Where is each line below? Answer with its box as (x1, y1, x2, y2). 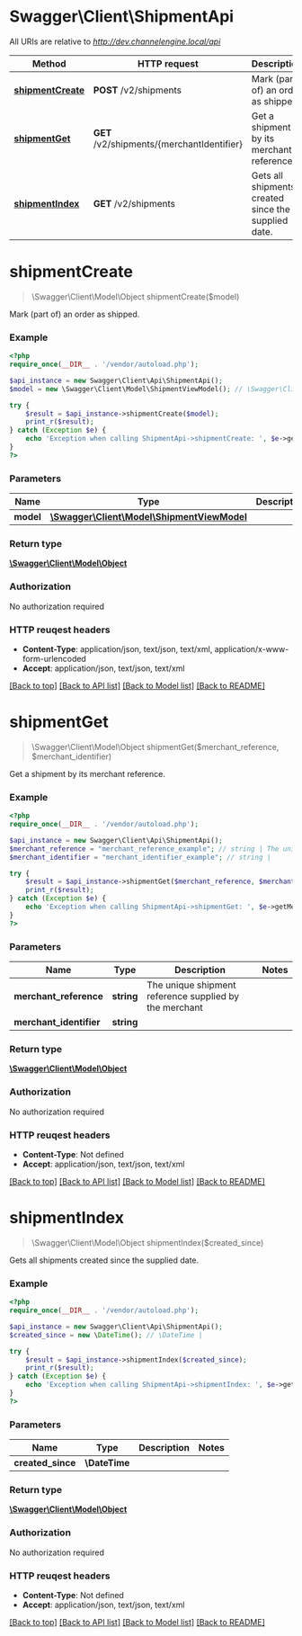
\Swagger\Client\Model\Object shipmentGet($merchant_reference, (31, 741, 280, 752)
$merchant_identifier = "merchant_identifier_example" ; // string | (9, 853, 271, 862)
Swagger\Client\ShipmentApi (9, 6, 235, 27)
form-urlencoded (22, 653, 87, 664)
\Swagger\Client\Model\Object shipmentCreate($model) (31, 291, 240, 302)
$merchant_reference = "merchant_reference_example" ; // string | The (9, 844, 280, 854)
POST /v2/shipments (93, 84, 182, 96)
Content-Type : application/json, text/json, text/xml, (22, 643, 213, 654)
